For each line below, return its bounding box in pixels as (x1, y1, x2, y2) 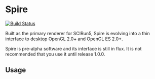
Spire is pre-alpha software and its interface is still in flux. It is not (5, 45, 142, 51)
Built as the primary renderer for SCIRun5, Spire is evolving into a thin (5, 30, 150, 36)
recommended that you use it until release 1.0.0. (5, 51, 105, 57)
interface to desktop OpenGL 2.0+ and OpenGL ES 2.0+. (5, 36, 123, 42)
